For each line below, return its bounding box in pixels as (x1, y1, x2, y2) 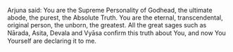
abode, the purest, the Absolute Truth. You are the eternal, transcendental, (7, 13, 223, 22)
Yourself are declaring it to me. (7, 37, 97, 45)
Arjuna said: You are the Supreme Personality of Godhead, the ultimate (7, 6, 213, 14)
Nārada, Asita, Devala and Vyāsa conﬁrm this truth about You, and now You (7, 29, 227, 37)
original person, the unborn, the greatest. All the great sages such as (7, 21, 207, 29)
